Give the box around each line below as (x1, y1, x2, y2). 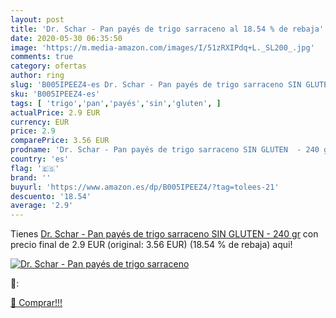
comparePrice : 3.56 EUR (10, 136, 110, 146)
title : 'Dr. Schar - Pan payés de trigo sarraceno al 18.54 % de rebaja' (10, 24, 325, 34)
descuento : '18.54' (10, 191, 92, 201)
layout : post (10, 14, 65, 25)
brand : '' (10, 172, 52, 183)
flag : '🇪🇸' (10, 163, 60, 173)
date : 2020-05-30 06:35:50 (10, 33, 123, 43)
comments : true (10, 52, 74, 62)
